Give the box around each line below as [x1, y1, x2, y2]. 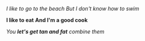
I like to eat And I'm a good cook [6, 17, 88, 23]
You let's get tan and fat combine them [6, 28, 105, 35]
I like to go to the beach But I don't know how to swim [6, 5, 140, 12]
